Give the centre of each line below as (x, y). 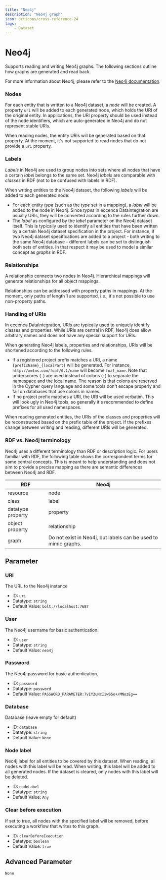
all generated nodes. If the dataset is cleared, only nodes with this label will (82, 772)
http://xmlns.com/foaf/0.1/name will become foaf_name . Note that (80, 370)
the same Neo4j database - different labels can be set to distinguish (81, 241)
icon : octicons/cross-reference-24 (42, 19)
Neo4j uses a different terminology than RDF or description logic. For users (82, 451)
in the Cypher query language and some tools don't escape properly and (86, 386)
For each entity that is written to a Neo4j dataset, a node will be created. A (81, 105)
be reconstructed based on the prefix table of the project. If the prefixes (78, 422)
